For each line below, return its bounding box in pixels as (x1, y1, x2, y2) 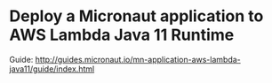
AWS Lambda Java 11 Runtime (9, 25, 235, 45)
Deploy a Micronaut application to (9, 6, 264, 26)
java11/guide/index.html (9, 64, 95, 74)
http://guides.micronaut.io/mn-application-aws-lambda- (35, 54, 242, 64)
